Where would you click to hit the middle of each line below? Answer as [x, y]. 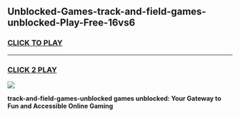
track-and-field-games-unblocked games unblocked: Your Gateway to [114, 98]
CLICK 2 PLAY [32, 69]
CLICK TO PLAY [35, 43]
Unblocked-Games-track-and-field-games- [107, 12]
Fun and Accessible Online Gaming [60, 106]
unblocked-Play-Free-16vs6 [71, 23]
